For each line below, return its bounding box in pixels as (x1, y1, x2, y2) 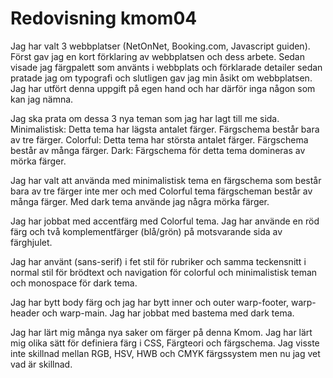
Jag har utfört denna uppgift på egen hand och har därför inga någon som (10, 82, 316, 94)
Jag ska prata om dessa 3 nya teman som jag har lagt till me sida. (10, 112, 280, 124)
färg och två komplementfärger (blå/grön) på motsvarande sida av (10, 225, 283, 237)
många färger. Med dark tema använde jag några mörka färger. (10, 195, 270, 207)
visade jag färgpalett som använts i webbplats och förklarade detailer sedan (10, 61, 323, 73)
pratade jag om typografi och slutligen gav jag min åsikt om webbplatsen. (10, 72, 313, 84)
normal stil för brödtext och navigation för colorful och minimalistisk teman (10, 266, 318, 278)
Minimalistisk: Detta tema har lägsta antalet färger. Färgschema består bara (10, 123, 320, 135)
